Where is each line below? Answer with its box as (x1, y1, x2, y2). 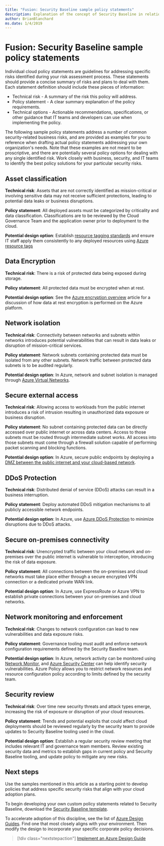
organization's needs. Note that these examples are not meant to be (5, 145, 142, 151)
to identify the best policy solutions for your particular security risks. (5, 160, 143, 167)
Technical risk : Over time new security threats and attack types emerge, (5, 703, 151, 709)
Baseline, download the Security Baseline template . (5, 806, 108, 812)
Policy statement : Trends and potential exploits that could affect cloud (5, 718, 147, 724)
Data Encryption (5, 257, 56, 266)
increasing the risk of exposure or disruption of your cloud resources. (5, 708, 145, 714)
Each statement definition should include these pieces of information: (5, 84, 145, 90)
